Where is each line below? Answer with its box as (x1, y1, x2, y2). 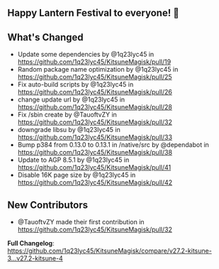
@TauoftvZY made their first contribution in (17, 218, 145, 226)
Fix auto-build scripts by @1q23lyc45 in (17, 80, 134, 89)
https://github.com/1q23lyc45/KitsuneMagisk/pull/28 (17, 103, 172, 111)
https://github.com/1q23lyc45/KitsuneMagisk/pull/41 (17, 163, 172, 172)
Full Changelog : (7, 239, 55, 248)
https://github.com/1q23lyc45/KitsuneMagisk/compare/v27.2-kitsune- (7, 246, 213, 256)
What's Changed (7, 31, 84, 43)
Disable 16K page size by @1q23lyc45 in (17, 171, 136, 180)
